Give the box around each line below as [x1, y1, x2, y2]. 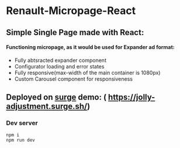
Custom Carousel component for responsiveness [14, 75, 133, 82]
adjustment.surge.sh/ [6, 101, 88, 112]
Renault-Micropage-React [6, 4, 136, 18]
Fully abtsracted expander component [14, 57, 107, 64]
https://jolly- [108, 92, 155, 102]
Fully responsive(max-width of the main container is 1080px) [14, 69, 161, 76]
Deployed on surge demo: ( [6, 92, 107, 102]
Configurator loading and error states [14, 63, 105, 70]
